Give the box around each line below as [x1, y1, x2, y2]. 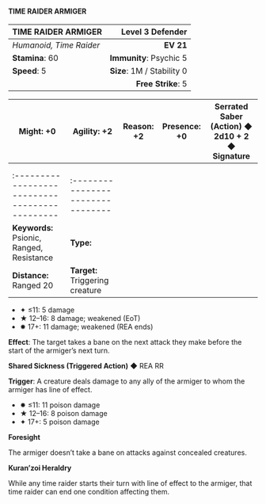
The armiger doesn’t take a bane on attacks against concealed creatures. [8, 448, 247, 457]
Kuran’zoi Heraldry [8, 464, 72, 473]
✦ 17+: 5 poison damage [19, 417, 101, 427]
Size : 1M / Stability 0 [109, 66, 188, 77]
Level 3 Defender [121, 26, 188, 37]
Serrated [215, 101, 249, 113]
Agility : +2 [72, 126, 113, 137]
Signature [212, 151, 251, 162]
